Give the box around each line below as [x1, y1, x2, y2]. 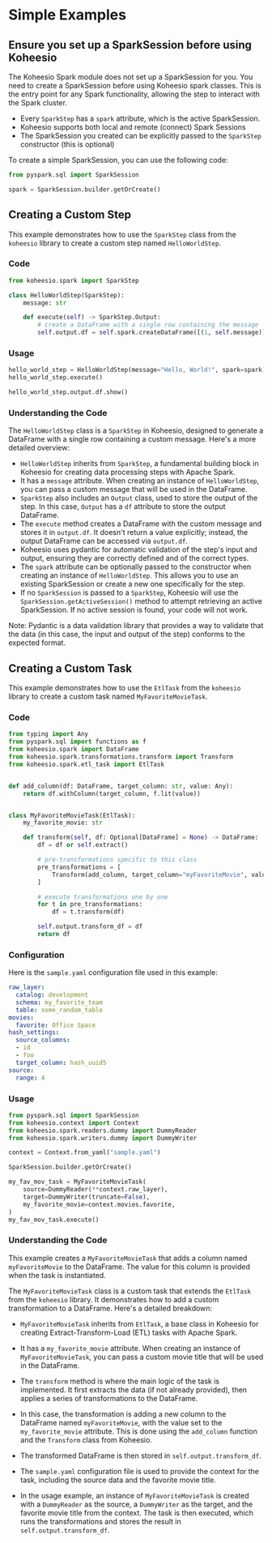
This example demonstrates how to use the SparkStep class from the [8, 229, 236, 239]
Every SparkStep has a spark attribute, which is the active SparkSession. [19, 113, 261, 123]
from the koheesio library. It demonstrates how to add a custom [8, 1294, 219, 1304]
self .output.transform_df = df [37, 922, 143, 931]
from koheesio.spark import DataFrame [8, 746, 139, 754]
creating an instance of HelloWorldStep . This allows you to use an [19, 571, 239, 580]
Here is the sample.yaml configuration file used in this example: [8, 968, 219, 977]
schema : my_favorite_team [15, 998, 104, 1007]
